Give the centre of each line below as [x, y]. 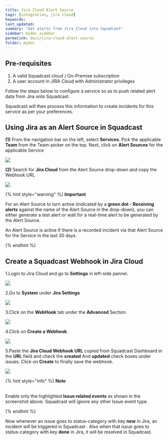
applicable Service [25, 151]
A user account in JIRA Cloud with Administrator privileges [74, 81]
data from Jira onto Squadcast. [37, 96]
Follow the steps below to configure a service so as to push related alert [80, 91]
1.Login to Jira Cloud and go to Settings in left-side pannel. [67, 274]
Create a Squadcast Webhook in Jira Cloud [74, 261]
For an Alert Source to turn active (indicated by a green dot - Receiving [80, 204]
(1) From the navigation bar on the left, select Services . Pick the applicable [83, 139]
